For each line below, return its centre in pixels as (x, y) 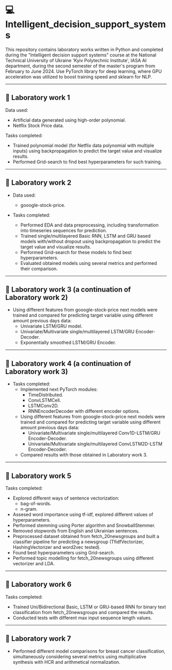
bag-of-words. (36, 503)
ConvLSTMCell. (45, 400)
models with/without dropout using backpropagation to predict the (90, 241)
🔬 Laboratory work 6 (38, 585)
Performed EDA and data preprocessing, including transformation (89, 225)
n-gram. (29, 509)
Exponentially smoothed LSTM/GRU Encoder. (68, 342)
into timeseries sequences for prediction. (64, 230)
